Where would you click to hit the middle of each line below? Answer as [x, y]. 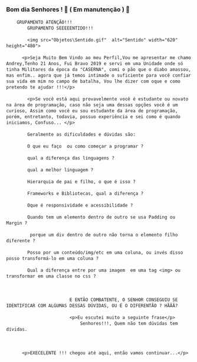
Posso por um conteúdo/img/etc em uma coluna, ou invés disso [105, 253]
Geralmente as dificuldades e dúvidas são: [81, 135]
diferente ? [21, 241]
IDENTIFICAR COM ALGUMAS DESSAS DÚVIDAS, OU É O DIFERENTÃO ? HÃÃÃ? [92, 306]
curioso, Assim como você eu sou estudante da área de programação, [92, 111]
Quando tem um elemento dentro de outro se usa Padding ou [101, 217]
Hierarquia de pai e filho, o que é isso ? [81, 182]
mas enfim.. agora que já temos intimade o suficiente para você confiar [99, 76]
